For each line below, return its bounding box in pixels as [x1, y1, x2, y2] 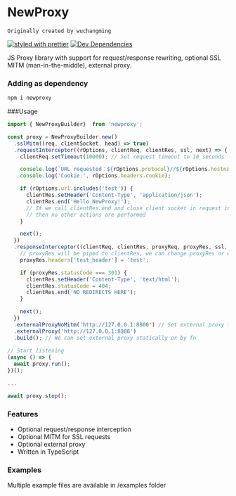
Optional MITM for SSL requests [17, 433, 111, 441]
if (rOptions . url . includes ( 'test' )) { [20, 185, 133, 192]
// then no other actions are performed [25, 211, 146, 218]
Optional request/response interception [17, 425, 132, 433]
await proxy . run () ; [13, 360, 71, 368]
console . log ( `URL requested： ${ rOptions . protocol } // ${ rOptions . [20, 166, 211, 173]
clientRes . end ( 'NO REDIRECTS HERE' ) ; [25, 289, 137, 296]
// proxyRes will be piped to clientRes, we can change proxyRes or [20, 250, 225, 257]
